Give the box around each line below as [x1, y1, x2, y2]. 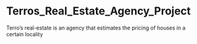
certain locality [6, 30, 43, 37]
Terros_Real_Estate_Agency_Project [6, 4, 191, 18]
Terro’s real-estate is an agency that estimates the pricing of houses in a [6, 24, 186, 31]
